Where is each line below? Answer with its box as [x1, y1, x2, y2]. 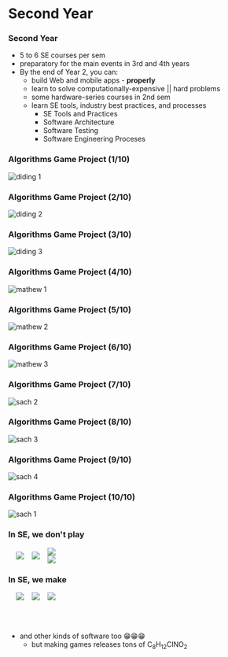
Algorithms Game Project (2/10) [8, 191, 132, 202]
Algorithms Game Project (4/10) [8, 267, 132, 278]
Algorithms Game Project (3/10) [8, 229, 132, 240]
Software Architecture [42, 117, 115, 127]
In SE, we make [8, 574, 67, 585]
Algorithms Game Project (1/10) [8, 154, 131, 165]
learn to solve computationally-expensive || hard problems [31, 84, 221, 94]
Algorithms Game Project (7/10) [8, 379, 131, 390]
